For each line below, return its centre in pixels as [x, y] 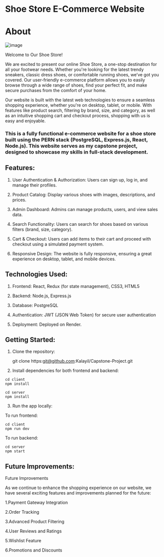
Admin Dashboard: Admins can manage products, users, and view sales [85, 209]
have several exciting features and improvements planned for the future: [78, 493]
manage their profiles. [34, 185]
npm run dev [17, 429]
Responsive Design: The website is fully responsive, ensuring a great [82, 253]
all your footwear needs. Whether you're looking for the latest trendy [74, 69]
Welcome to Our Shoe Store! [34, 55]
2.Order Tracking [22, 512]
